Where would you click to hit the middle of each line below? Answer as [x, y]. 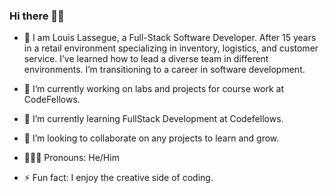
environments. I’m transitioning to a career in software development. [164, 70]
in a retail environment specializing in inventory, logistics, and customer [171, 48]
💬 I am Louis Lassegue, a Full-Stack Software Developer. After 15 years [170, 38]
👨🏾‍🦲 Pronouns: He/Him [71, 158]
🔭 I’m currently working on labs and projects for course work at [153, 89]
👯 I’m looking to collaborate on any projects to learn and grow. [151, 138]
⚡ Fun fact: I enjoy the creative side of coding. [118, 178]
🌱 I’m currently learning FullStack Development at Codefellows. [153, 119]
